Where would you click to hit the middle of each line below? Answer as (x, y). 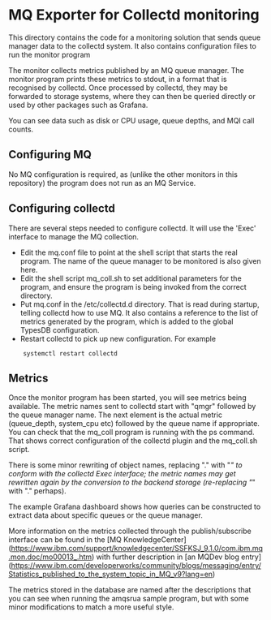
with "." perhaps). (37, 491)
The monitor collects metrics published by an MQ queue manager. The (127, 70)
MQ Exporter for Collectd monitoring (134, 15)
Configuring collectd (62, 209)
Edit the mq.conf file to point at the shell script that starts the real (129, 252)
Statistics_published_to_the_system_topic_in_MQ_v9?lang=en (111, 575)
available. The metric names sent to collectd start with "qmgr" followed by (132, 407)
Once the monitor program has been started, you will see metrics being (127, 398)
